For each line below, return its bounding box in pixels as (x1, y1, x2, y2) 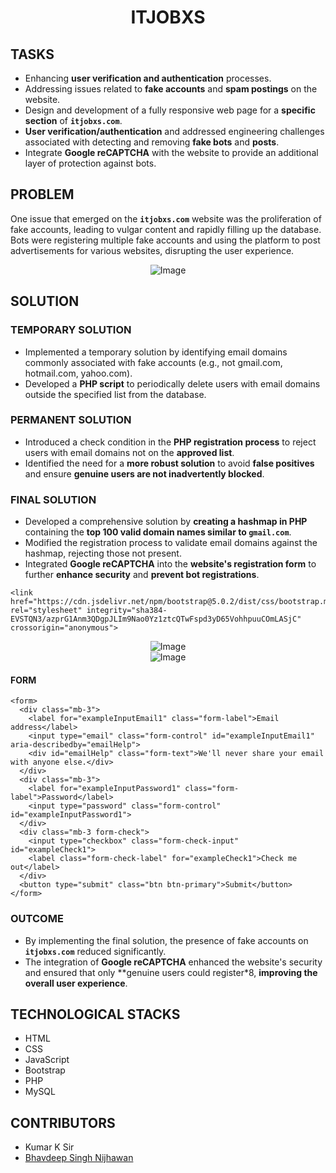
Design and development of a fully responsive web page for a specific (24, 104, 316, 116)
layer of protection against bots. (24, 157, 157, 169)
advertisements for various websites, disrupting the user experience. (10, 244, 295, 256)
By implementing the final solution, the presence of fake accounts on (24, 934, 309, 946)
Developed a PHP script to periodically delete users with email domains (24, 377, 321, 390)
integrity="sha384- (86, 606, 168, 616)
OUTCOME (10, 912, 64, 926)
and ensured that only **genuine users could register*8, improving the (24, 966, 318, 978)
